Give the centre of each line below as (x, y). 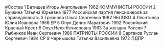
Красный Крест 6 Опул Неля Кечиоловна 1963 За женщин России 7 (76, 28)
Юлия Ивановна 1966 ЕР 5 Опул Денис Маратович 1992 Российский (76, 23)
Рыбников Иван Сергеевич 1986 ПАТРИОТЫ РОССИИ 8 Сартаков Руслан (82, 33)
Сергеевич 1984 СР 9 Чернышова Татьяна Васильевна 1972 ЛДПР (75, 38)
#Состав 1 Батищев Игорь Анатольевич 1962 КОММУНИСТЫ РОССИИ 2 (81, 7)
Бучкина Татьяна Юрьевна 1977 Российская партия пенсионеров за (76, 12)
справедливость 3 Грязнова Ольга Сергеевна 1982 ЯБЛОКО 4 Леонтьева (82, 17)
